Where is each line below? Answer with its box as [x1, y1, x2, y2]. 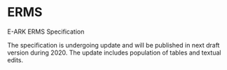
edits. [7, 55, 23, 64]
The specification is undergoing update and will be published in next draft [7, 41, 220, 49]
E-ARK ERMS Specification [7, 27, 85, 36]
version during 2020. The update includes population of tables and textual [7, 48, 221, 57]
